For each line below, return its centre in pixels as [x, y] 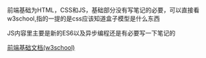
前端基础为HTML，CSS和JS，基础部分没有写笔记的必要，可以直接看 [103, 10]
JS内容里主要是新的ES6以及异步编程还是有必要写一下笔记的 [91, 33]
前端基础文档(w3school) [41, 47]
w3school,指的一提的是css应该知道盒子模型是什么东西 [83, 18]
